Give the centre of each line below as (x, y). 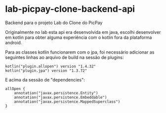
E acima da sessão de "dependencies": (45, 80)
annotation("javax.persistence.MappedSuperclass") (67, 102)
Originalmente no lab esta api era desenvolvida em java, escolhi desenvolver (83, 32)
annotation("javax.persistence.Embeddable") (61, 97)
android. (14, 42)
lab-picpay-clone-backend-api (70, 9)
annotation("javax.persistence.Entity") (56, 93)
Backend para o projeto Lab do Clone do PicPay (54, 23)
